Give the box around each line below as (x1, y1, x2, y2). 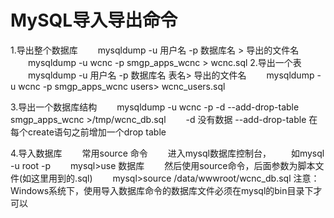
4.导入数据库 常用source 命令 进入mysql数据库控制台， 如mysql (10, 147, 325, 159)
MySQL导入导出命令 (10, 9, 178, 32)
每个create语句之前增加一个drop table (10, 126, 167, 138)
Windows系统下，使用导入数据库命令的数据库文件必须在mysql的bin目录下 (10, 184, 314, 196)
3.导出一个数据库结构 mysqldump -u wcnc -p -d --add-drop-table (10, 101, 300, 113)
